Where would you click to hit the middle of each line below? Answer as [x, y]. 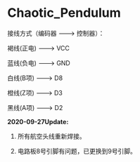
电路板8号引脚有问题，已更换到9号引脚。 [77, 151]
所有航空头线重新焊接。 [51, 136]
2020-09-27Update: [38, 121]
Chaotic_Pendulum [64, 13]
